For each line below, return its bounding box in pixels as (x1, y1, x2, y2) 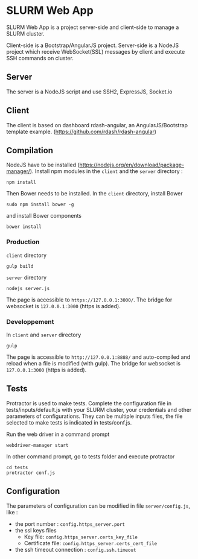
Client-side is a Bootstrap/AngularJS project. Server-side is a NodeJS (6, 42, 179, 49)
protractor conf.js (6, 470, 56, 476)
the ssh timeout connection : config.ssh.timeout (14, 546, 136, 553)
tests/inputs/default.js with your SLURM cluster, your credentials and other (6, 406, 192, 413)
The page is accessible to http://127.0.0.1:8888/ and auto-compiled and (6, 353, 191, 361)
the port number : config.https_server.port (14, 520, 126, 528)
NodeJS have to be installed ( (6, 161, 80, 169)
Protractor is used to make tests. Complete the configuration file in (6, 399, 172, 407)
